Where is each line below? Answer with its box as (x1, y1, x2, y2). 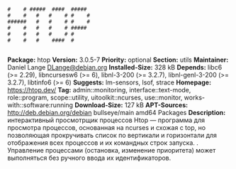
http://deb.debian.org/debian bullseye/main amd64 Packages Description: (7, 109, 226, 116)
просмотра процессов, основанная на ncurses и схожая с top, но (7, 124, 206, 131)
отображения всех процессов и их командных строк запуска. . (7, 138, 198, 147)
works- (184, 93, 206, 102)
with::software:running (7, 101, 73, 109)
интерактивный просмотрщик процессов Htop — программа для (7, 116, 206, 124)
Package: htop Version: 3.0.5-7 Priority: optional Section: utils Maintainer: (7, 55, 229, 64)
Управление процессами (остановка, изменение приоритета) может (7, 146, 216, 154)
